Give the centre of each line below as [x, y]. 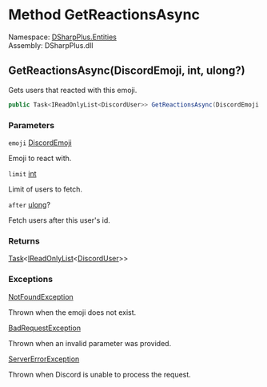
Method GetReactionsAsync [104, 15]
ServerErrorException [44, 359]
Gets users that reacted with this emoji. [73, 90]
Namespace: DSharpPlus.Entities [63, 37]
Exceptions [31, 280]
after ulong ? [29, 204]
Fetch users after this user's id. [59, 220]
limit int [22, 173]
